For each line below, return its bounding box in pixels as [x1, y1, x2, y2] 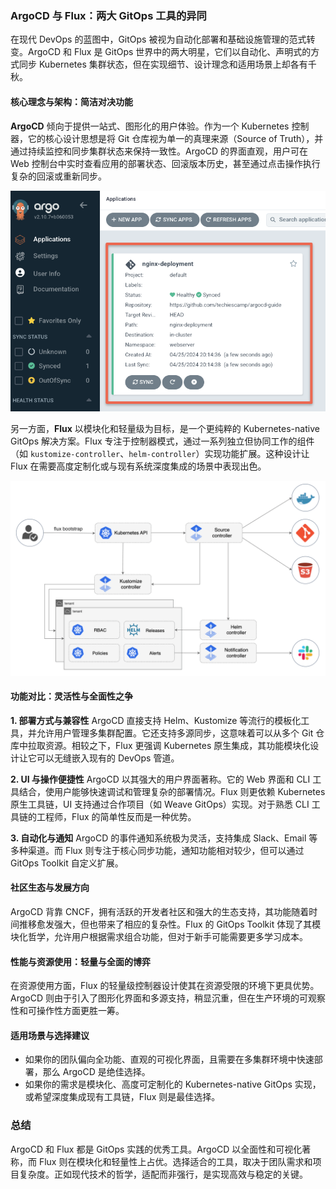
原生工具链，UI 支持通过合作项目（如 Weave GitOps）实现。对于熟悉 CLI [10, 798, 310, 810]
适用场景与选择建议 [10, 1029, 90, 1041]
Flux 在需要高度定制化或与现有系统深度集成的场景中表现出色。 [10, 460, 267, 472]
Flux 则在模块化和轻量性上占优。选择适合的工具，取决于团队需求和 [38, 1155, 313, 1167]
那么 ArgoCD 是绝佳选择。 [42, 1066, 151, 1078]
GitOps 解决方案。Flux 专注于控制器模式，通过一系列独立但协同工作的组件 [10, 435, 315, 447]
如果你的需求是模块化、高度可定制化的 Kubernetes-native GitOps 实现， [24, 1078, 322, 1091]
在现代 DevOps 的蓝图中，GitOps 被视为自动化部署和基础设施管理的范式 [10, 33, 307, 46]
